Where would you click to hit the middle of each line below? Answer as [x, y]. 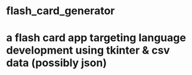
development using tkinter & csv [88, 50]
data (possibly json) [57, 63]
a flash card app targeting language [96, 38]
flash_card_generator [61, 11]
